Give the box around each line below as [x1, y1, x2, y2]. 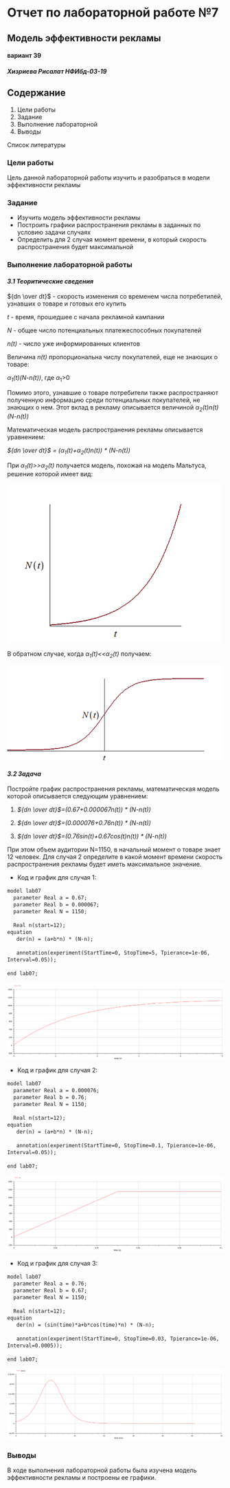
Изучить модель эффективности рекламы [16, 213, 141, 222]
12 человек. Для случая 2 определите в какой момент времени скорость [7, 853, 223, 861]
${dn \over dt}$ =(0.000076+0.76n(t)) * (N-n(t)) [16, 819, 151, 827]
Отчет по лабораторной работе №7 [7, 5, 219, 21]
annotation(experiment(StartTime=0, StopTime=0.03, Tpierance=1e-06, [16, 1335, 220, 1343]
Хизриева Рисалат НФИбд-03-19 [7, 67, 107, 75]
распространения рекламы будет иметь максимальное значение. [7, 860, 202, 869]
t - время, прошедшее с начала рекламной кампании [7, 313, 165, 321]
